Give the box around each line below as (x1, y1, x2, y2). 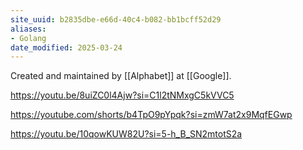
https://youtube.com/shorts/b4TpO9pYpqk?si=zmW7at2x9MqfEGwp (10, 109, 293, 121)
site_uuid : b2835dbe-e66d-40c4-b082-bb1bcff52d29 (10, 14, 222, 25)
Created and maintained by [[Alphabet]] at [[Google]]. (10, 70, 232, 82)
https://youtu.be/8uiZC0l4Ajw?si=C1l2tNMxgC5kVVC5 (10, 89, 235, 101)
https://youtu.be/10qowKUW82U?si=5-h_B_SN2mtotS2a (10, 128, 243, 140)
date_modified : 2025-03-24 (10, 42, 123, 53)
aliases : (10, 24, 47, 34)
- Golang (10, 33, 47, 43)
